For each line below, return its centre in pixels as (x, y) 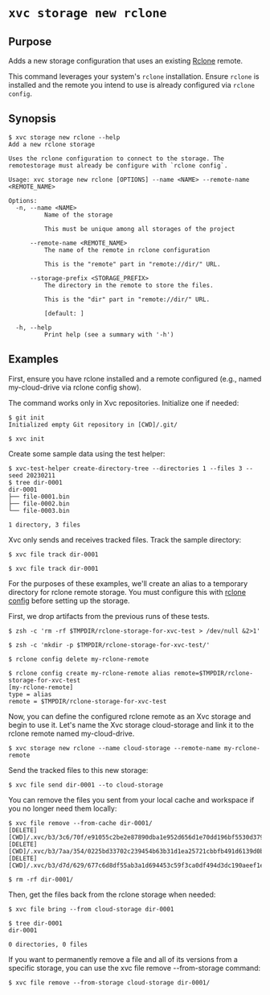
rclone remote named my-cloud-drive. (72, 733)
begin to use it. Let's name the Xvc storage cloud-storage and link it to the (131, 725)
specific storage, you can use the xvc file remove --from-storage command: (135, 968)
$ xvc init (27, 439)
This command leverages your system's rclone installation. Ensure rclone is (134, 76)
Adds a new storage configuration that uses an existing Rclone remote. (126, 61)
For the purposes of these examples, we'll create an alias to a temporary (128, 583)
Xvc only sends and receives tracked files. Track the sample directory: (125, 539)
